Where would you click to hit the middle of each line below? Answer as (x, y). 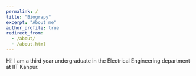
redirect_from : (25, 33)
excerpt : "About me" (32, 22)
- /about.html (29, 44)
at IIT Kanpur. (22, 67)
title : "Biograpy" (29, 17)
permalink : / (22, 11)
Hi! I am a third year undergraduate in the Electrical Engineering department (98, 61)
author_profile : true (33, 28)
